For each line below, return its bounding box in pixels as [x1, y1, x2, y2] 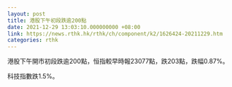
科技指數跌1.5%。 [7, 72, 59, 81]
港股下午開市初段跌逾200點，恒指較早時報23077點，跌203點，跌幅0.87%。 [7, 57, 229, 66]
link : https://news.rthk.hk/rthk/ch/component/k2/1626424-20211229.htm [7, 30, 223, 37]
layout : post [7, 10, 46, 18]
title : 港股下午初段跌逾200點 [7, 17, 87, 24]
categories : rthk [7, 37, 59, 44]
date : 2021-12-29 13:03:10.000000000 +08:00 [7, 23, 141, 30]
